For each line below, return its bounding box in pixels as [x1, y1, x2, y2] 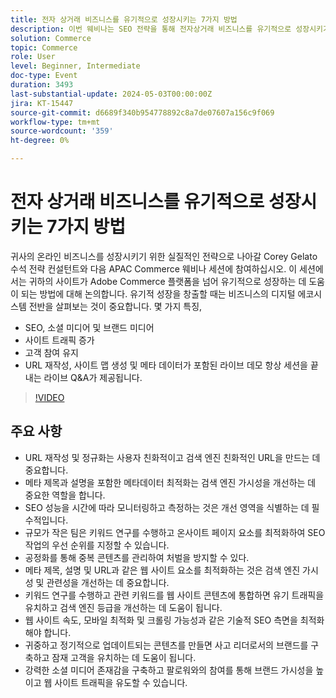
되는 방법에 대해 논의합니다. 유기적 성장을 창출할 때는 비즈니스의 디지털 [20, 287, 296, 300]
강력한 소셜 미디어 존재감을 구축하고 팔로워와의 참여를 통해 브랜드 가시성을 [24, 664, 314, 676]
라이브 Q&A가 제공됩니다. [43, 371, 143, 383]
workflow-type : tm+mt [10, 117, 101, 127]
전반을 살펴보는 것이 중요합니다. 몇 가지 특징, [28, 300, 203, 312]
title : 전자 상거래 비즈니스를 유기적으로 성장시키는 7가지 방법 [10, 14, 238, 25]
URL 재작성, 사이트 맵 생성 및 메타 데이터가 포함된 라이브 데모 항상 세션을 [24, 359, 308, 371]
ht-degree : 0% [10, 136, 70, 146]
